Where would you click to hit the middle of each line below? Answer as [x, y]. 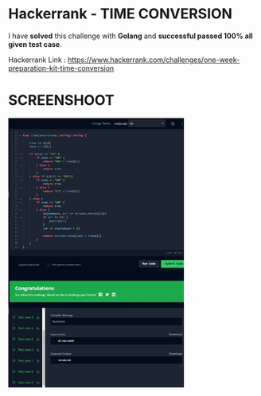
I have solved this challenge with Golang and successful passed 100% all [130, 36]
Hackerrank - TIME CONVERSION [121, 14]
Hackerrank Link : [37, 60]
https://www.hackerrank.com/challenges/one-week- [154, 60]
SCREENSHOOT [61, 101]
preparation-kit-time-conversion [61, 68]
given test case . [35, 44]
